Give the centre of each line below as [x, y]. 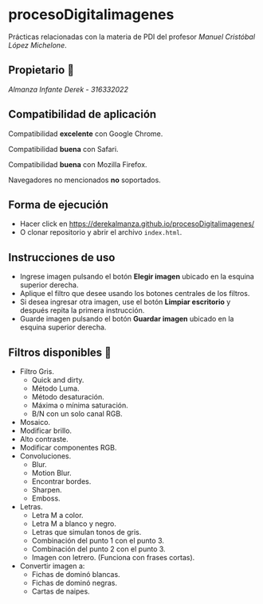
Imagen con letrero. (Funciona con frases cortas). [113, 557]
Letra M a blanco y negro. [74, 524]
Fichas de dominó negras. [75, 583]
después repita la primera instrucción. [82, 310]
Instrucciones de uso [62, 257]
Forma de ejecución [59, 205]
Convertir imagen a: [52, 566]
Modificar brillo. [46, 431]
